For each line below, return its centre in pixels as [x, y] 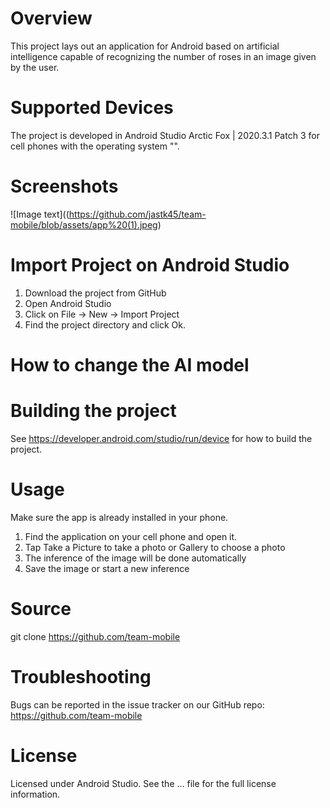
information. [35, 794]
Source [41, 609]
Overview [51, 18]
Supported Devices [92, 108]
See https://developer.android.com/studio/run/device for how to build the [161, 438]
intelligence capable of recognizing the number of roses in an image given [163, 56]
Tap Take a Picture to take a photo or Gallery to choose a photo [155, 547]
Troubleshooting [81, 676]
